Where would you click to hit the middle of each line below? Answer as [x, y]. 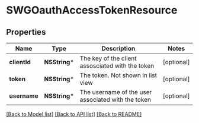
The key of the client [108, 58]
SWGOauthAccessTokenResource [92, 10]
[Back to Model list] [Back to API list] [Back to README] [74, 114]
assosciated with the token [117, 66]
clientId [20, 62]
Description [118, 49]
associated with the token [115, 99]
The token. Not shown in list [118, 75]
